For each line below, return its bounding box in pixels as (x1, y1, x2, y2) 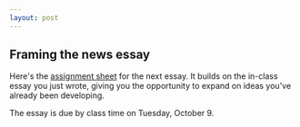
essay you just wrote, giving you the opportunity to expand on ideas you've (9, 81, 292, 92)
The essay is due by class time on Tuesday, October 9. (9, 108, 215, 119)
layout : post (9, 13, 59, 23)
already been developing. (9, 90, 105, 101)
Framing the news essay (9, 47, 151, 63)
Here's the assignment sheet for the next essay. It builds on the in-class (9, 71, 279, 82)
